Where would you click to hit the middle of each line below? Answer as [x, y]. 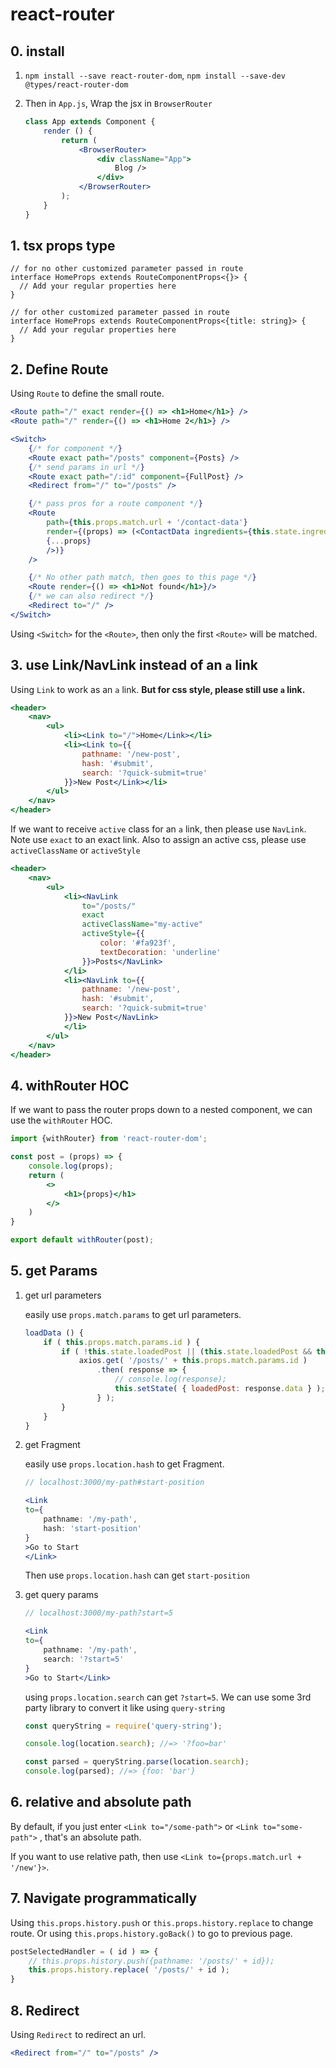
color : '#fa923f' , [138, 943]
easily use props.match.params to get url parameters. [133, 1314]
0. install [37, 51]
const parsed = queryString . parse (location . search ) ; [137, 1762]
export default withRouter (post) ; [82, 1240]
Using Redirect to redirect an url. [78, 2034]
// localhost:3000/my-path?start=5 [99, 1613]
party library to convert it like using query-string [125, 1707]
